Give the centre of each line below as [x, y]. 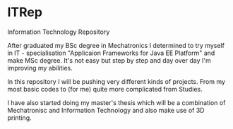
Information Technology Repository [59, 32]
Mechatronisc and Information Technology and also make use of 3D [106, 110]
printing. [19, 118]
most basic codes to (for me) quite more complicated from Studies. [105, 89]
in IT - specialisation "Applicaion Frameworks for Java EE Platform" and [111, 53]
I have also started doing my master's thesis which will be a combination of [116, 102]
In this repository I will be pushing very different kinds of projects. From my [116, 81]
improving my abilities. [40, 68]
